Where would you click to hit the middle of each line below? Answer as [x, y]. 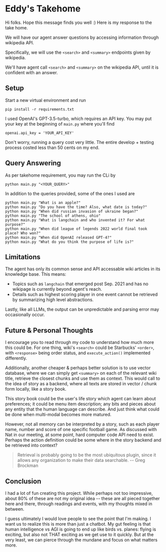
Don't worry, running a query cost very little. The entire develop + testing [80, 142]
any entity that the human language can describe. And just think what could [82, 409]
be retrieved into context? [31, 445]
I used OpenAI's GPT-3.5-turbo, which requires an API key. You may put [79, 118]
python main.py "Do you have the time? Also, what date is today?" [76, 207]
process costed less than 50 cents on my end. [52, 147]
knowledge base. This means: [36, 274]
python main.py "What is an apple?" [43, 203]
